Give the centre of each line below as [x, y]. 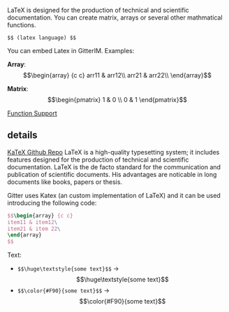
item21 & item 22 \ [34, 229]
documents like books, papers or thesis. [65, 182]
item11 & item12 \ [32, 222]
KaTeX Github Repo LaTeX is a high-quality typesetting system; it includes [113, 152]
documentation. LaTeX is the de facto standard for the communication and [114, 166]
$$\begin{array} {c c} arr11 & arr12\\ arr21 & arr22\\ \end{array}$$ [117, 75]
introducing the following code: [52, 203]
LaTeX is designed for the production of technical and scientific [98, 10]
